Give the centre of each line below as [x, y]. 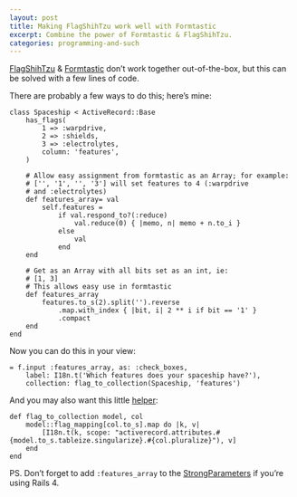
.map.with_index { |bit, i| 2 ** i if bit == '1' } [157, 311]
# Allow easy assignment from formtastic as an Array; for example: [158, 176]
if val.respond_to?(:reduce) [113, 215]
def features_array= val [72, 200]
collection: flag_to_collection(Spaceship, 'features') [134, 384]
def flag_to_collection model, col [77, 417]
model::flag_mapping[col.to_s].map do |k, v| [113, 425]
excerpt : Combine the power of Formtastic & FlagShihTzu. [121, 34]
